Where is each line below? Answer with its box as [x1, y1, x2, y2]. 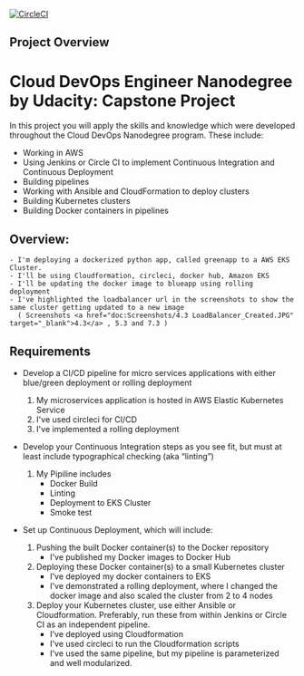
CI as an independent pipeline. [35, 619, 151, 630]
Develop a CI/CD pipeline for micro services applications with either [22, 367, 277, 378]
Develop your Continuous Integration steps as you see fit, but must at [22, 440, 282, 452]
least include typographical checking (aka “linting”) [22, 450, 215, 461]
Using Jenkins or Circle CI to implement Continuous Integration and [22, 157, 275, 168]
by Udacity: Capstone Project [9, 91, 236, 111]
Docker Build [49, 478, 98, 488]
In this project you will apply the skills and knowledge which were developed [9, 121, 296, 131]
